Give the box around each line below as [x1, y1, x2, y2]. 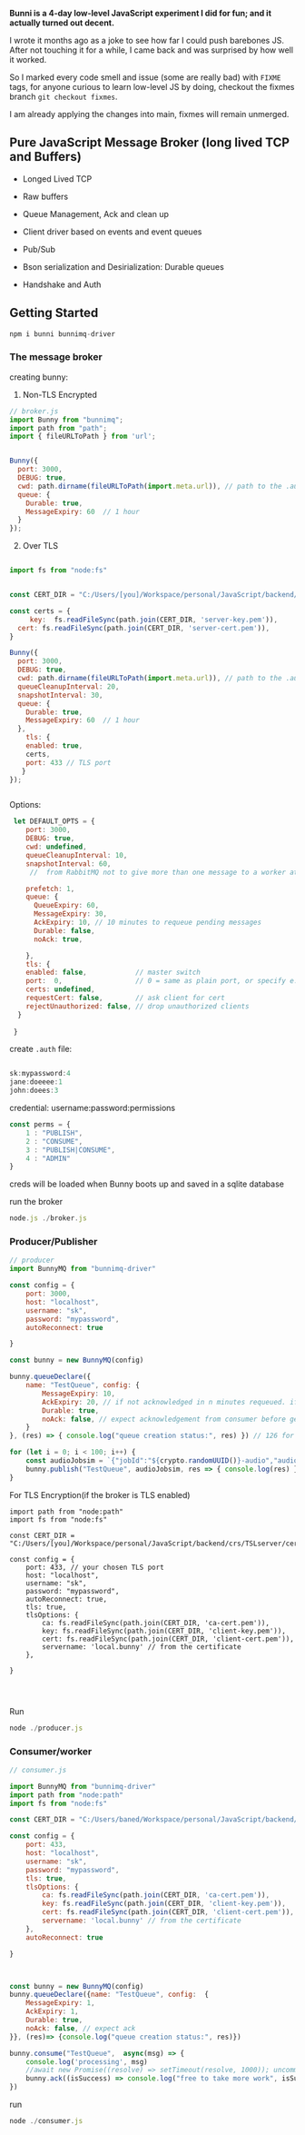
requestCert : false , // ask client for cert [25, 994, 225, 1003]
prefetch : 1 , [25, 884, 75, 893]
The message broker [9, 351, 103, 363]
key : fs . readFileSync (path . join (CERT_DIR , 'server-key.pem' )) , [29, 615, 279, 624]
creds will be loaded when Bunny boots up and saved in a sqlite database [9, 1178, 284, 1189]
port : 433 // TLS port [25, 758, 112, 767]
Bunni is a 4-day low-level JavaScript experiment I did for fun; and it [9, 8, 272, 18]
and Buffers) [9, 149, 82, 164]
